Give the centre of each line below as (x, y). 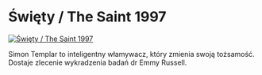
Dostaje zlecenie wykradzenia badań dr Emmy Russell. (98, 62)
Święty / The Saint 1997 (87, 17)
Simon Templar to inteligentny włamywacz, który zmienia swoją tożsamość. (132, 54)
